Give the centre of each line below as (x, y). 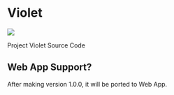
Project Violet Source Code (46, 45)
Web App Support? (50, 67)
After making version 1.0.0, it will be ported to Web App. (87, 84)
